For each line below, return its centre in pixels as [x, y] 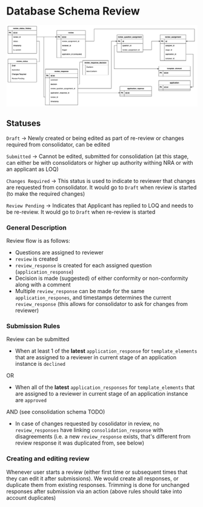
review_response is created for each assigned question [83, 265]
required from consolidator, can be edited [58, 144]
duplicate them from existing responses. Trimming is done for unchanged [98, 485]
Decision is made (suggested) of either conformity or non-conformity [101, 278]
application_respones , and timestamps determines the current [93, 297]
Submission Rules [33, 326]
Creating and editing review [48, 459]
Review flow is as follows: [38, 241]
